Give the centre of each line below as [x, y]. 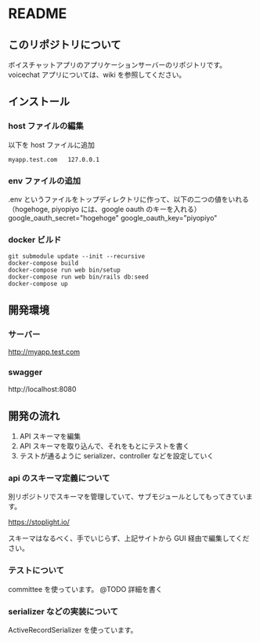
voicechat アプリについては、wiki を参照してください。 [97, 75]
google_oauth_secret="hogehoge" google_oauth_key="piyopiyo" [113, 217]
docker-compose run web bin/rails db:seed [78, 277]
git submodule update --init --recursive [77, 257]
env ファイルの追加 [44, 181]
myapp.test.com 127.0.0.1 [54, 159]
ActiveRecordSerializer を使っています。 [73, 629]
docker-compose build [43, 264]
